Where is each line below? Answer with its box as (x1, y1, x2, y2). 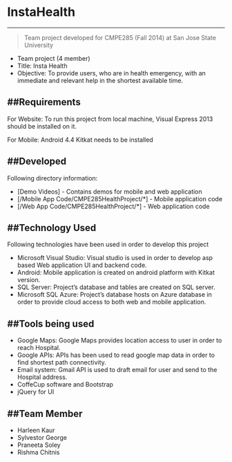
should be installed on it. (7, 122, 77, 130)
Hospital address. (17, 373, 68, 381)
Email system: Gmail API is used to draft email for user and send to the (17, 366, 217, 374)
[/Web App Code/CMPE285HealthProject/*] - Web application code (17, 202, 210, 210)
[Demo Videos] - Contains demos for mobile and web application (17, 187, 202, 196)
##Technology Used (7, 222, 97, 234)
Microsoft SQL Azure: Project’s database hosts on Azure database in (17, 290, 212, 299)
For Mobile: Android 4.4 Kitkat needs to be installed (7, 136, 153, 144)
